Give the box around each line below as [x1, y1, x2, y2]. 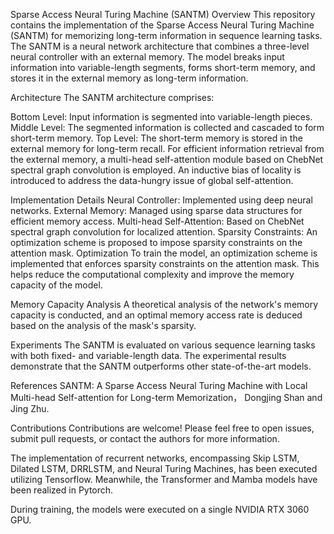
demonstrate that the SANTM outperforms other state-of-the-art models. [10, 360, 312, 372]
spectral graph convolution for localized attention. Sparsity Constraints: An [10, 226, 318, 238]
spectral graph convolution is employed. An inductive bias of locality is [10, 164, 302, 176]
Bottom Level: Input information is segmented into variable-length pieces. [10, 111, 313, 123]
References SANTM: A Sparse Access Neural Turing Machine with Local [10, 380, 308, 391]
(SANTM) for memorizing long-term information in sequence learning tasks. [10, 30, 323, 41]
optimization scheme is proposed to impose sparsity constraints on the [10, 237, 303, 248]
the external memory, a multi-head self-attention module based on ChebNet [10, 154, 324, 165]
